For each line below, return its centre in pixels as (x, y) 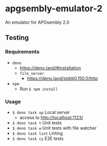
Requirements (22, 52)
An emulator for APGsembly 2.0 (37, 22)
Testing (17, 38)
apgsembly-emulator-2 (54, 9)
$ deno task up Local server (41, 112)
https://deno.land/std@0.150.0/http (62, 78)
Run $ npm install (39, 89)
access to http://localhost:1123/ (51, 117)
